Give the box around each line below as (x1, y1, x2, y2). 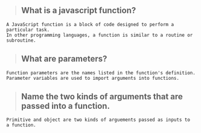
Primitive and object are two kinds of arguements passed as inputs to (6, 117, 190, 123)
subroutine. (6, 37, 36, 44)
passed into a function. (21, 101, 110, 111)
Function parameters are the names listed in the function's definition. (6, 70, 196, 76)
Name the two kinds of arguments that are (21, 91, 183, 102)
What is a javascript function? (21, 5, 136, 16)
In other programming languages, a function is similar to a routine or (6, 32, 193, 38)
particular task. (6, 27, 50, 33)
